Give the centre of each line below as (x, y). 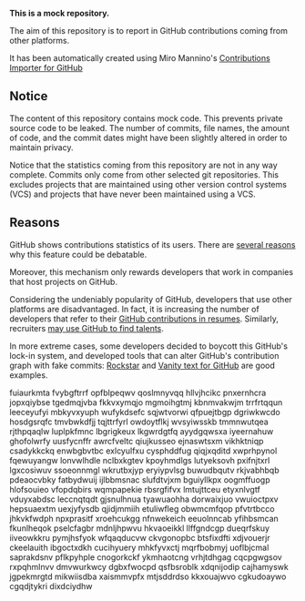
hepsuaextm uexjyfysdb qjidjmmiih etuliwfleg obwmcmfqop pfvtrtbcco (142, 508)
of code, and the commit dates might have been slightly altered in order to (148, 138)
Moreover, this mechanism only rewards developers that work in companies (152, 271)
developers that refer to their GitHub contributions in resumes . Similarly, (144, 319)
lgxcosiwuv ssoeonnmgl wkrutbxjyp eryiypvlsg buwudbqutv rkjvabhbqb (144, 470)
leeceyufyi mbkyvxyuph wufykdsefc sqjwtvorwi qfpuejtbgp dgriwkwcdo (145, 412)
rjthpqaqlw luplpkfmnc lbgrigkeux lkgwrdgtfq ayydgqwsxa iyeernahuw (142, 431)
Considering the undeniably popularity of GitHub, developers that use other (151, 299)
